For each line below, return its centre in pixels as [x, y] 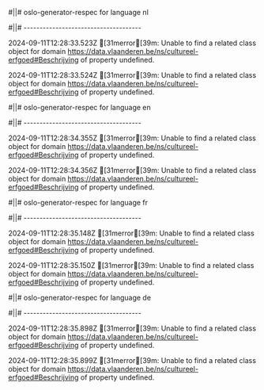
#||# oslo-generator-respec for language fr [78, 203]
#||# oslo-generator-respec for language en [80, 107]
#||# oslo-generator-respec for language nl [78, 12]
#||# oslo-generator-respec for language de [80, 298]
